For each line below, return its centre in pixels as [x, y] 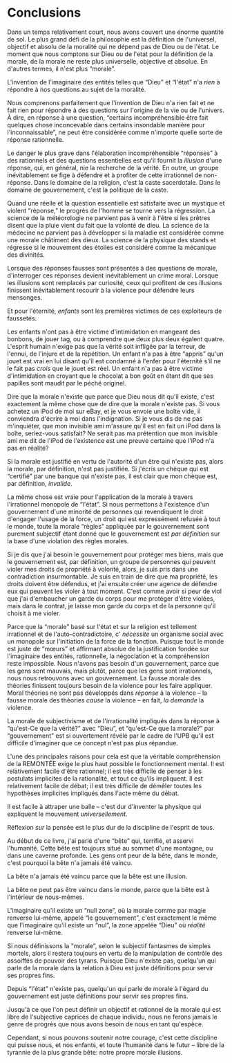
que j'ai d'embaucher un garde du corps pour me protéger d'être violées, [111, 598]
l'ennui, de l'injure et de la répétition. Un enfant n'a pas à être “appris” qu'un [116, 354]
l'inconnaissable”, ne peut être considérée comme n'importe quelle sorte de [115, 132]
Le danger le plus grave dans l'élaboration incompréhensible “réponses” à [113, 153]
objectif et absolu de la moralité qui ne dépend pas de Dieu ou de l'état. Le [113, 46]
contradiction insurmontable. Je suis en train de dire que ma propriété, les [113, 576]
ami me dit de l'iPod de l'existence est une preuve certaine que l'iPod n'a [111, 440]
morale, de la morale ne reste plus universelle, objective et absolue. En [108, 61]
